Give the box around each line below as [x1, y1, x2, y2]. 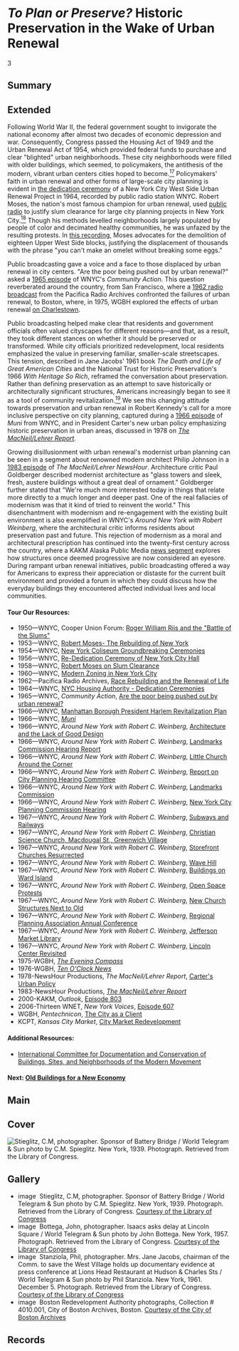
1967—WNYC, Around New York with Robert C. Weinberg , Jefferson [17, 926, 218, 935]
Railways [17, 821, 44, 829]
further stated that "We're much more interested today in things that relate [7, 486, 225, 495]
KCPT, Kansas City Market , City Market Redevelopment [17, 1018, 181, 1026]
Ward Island [17, 874, 53, 882]
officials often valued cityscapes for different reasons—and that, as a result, [7, 326, 230, 336]
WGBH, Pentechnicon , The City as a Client [17, 1010, 142, 1018]
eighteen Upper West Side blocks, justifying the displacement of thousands [7, 239, 229, 247]
